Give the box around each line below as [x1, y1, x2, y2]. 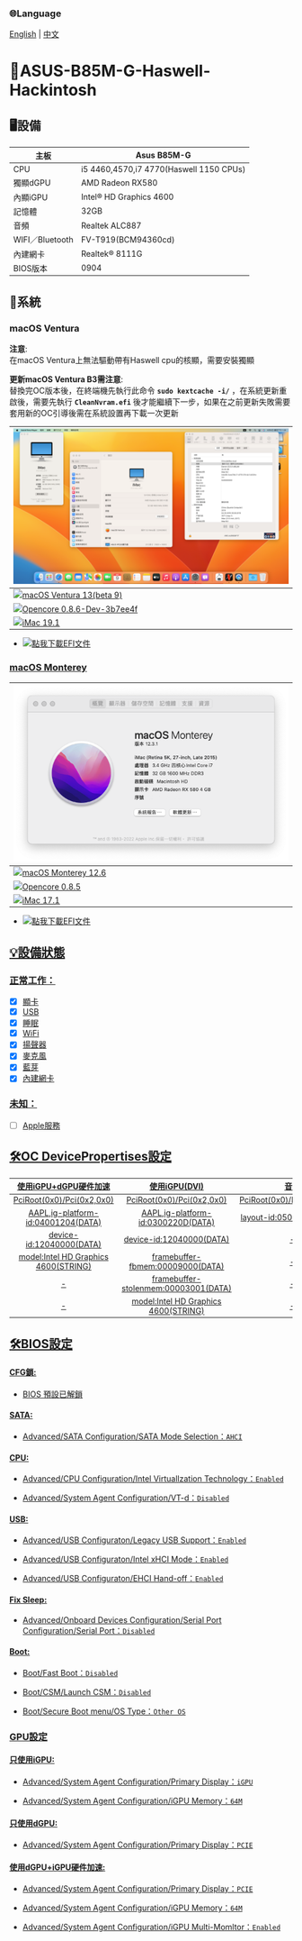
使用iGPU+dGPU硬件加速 [16, 1181, 111, 1192]
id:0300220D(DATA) [138, 1217, 216, 1227]
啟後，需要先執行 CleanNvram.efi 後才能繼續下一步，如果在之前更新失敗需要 [9, 396, 291, 407]
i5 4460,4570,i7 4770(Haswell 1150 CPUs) [80, 164, 246, 175]
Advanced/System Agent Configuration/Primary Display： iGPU [22, 1776, 253, 1787]
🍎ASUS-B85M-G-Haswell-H [9, 61, 211, 81]
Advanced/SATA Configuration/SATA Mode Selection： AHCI [22, 1431, 243, 1442]
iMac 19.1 [22, 616, 60, 628]
